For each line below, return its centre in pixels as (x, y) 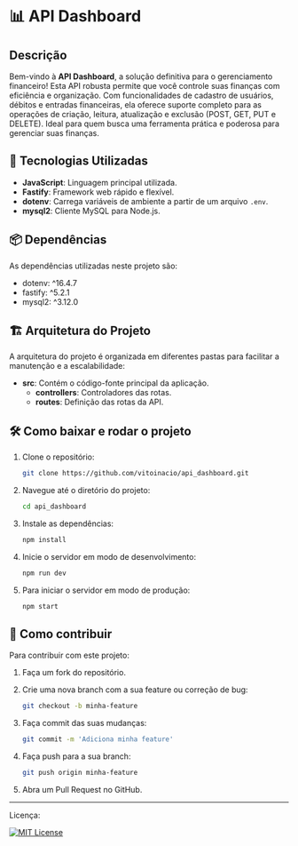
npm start (40, 606)
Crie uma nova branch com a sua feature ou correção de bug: (135, 690)
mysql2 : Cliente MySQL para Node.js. (91, 211)
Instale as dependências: (67, 523)
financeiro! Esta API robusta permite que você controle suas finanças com (145, 86)
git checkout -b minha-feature (80, 706)
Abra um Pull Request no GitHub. (82, 790)
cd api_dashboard (54, 507)
